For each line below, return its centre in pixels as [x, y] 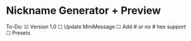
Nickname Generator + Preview [84, 11]
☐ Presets [18, 32]
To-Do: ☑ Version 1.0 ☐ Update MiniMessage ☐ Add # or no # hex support [96, 27]
